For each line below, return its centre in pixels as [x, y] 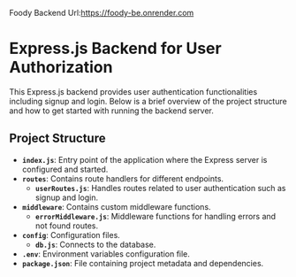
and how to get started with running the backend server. [111, 111]
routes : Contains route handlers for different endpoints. [122, 178]
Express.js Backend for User [116, 49]
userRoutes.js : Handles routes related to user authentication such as [160, 188]
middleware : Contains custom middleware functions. [116, 206]
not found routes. [67, 226]
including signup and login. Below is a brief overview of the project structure [148, 101]
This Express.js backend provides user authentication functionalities [133, 91]
